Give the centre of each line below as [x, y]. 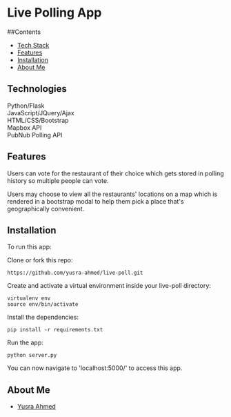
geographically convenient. [46, 208]
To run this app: [29, 247]
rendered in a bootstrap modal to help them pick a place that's [96, 201]
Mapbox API [24, 127]
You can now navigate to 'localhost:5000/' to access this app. [95, 368]
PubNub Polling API [35, 135]
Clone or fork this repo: [40, 260]
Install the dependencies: [43, 317]
